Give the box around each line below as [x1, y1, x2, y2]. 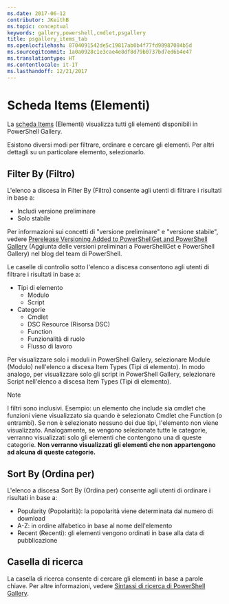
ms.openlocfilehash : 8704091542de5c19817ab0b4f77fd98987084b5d [7, 42, 193, 49]
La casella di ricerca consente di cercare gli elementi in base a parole [7, 574, 204, 583]
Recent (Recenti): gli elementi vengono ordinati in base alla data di [17, 529, 205, 537]
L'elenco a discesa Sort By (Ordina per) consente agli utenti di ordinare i [7, 486, 211, 494]
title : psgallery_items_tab [7, 36, 88, 43]
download [17, 514, 46, 523]
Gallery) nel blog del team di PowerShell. [7, 249, 122, 258]
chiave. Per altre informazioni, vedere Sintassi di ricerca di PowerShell [7, 581, 206, 590]
